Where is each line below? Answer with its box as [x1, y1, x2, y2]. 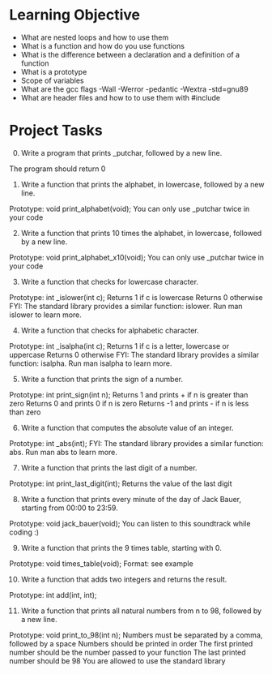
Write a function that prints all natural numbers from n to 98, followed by [20, 606, 262, 616]
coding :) [9, 527, 40, 537]
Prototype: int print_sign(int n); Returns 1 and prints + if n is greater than [9, 389, 249, 399]
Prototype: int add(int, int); [9, 590, 97, 599]
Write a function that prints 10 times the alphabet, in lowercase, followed [20, 228, 262, 238]
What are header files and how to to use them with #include [20, 92, 221, 102]
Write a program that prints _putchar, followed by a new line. [20, 148, 223, 157]
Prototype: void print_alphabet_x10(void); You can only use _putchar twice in [9, 252, 265, 262]
